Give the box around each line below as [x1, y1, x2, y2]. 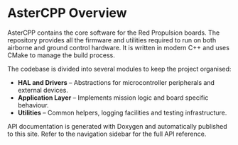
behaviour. [17, 100, 49, 109]
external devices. [17, 86, 69, 94]
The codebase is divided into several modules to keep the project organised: [7, 64, 232, 73]
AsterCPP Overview [7, 5, 127, 21]
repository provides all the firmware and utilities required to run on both [7, 35, 217, 44]
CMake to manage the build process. [7, 51, 115, 59]
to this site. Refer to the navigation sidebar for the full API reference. [7, 129, 207, 138]
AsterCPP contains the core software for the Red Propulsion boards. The [7, 28, 220, 37]
